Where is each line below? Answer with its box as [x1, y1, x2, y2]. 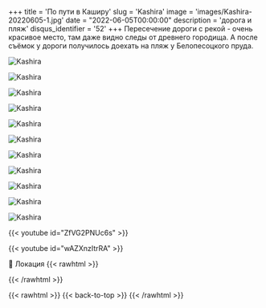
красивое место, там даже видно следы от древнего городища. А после [8, 32, 259, 42]
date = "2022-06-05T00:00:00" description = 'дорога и [65, 15, 252, 25]
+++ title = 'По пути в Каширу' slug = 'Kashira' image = [8, 7, 194, 16]
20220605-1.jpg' [8, 15, 64, 25]
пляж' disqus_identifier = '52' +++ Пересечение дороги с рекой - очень [8, 24, 253, 33]
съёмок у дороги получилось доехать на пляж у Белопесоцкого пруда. [8, 41, 254, 51]
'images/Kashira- [195, 7, 252, 16]
